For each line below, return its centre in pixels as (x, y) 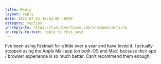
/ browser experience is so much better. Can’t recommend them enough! (78, 56)
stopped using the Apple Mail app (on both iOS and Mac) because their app (81, 51)
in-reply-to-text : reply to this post (44, 32)
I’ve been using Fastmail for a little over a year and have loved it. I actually (79, 46)
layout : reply (19, 14)
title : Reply (18, 9)
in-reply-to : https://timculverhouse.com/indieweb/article (66, 28)
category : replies (24, 23)
